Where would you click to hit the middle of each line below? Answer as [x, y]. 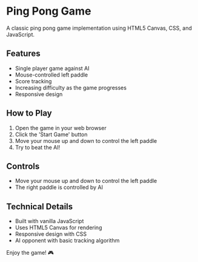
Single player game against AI [52, 68]
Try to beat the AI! [38, 147]
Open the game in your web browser [61, 128]
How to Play [29, 113]
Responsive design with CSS [51, 234]
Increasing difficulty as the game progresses [71, 88]
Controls [23, 166]
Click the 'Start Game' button [51, 134]
